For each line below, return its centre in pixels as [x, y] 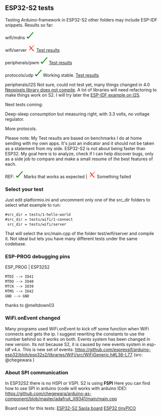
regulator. [15, 119]
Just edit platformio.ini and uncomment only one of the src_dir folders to [78, 200]
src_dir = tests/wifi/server [37, 224]
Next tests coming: [24, 104]
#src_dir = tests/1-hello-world [38, 215]
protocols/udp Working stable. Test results [52, 75]
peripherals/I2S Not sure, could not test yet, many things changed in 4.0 [78, 85]
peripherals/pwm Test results [39, 63]
